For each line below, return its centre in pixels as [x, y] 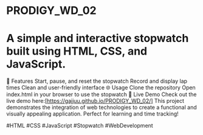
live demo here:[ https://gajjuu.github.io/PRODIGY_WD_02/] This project [95, 101]
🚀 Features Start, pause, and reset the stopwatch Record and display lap [97, 81]
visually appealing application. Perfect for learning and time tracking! [93, 114]
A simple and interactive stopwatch [98, 39]
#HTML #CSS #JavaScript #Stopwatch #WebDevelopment [80, 126]
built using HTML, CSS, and [77, 51]
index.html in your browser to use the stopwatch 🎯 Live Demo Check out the [101, 94]
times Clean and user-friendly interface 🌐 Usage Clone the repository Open [101, 88]
